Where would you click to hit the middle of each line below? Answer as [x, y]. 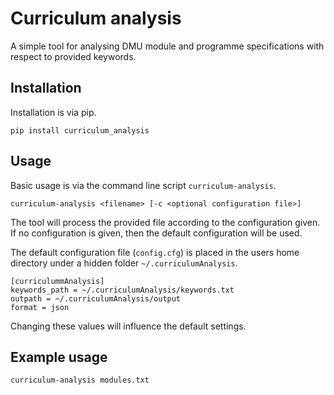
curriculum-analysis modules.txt [80, 380]
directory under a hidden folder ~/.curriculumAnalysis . [124, 263]
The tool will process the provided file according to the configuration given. [165, 222]
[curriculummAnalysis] [57, 281]
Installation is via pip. [53, 112]
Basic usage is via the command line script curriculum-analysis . [143, 185]
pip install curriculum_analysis [80, 130]
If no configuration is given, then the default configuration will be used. [156, 233]
